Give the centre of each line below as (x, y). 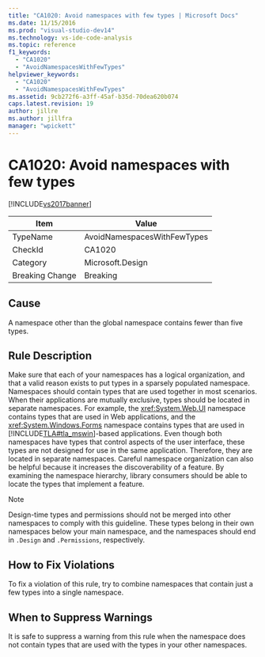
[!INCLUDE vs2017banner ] (50, 203)
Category (30, 262)
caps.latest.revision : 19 (51, 104)
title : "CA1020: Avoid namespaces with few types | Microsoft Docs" (123, 15)
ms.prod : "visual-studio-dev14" (61, 30)
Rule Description (50, 356)
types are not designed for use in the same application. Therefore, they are (131, 450)
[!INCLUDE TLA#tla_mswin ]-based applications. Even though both (115, 434)
